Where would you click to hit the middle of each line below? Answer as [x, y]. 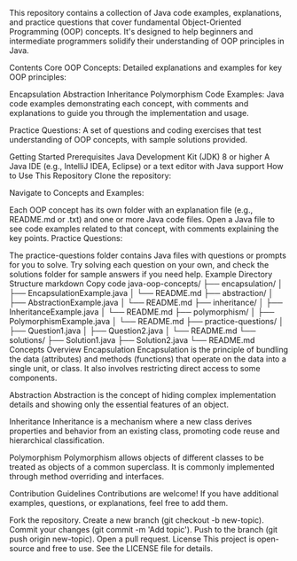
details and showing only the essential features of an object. [119, 404]
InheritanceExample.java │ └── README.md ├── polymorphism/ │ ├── [142, 312]
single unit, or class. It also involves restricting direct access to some [135, 368]
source [22, 548]
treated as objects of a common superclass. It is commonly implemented [142, 467]
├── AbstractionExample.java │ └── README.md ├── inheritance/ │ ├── [146, 302]
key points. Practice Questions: [66, 238]
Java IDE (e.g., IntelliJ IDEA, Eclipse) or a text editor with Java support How [146, 166]
